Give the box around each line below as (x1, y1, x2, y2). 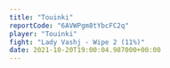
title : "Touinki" (9, 12, 74, 22)
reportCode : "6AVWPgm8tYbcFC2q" (9, 21, 129, 30)
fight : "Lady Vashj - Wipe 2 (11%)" (9, 37, 145, 47)
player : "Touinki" (9, 29, 77, 38)
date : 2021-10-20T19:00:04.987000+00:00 (9, 46, 162, 55)
